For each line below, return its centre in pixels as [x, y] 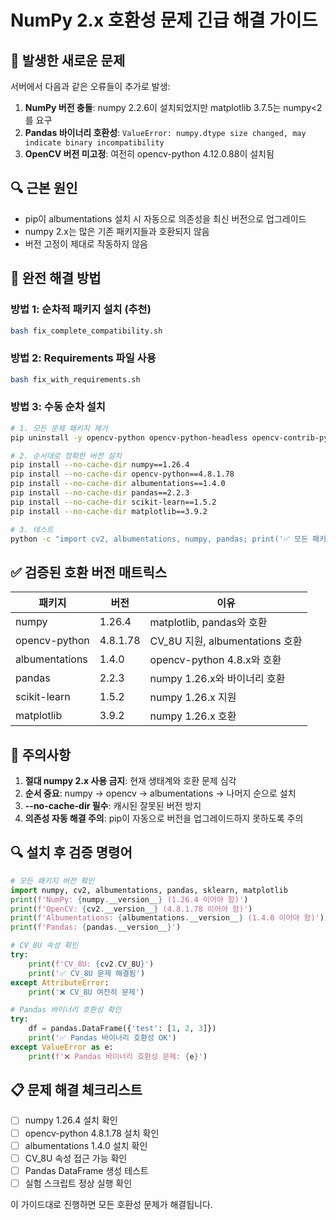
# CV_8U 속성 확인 [44, 946]
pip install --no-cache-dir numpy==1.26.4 [100, 465]
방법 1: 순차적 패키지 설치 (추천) [81, 309]
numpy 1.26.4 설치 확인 [71, 1120]
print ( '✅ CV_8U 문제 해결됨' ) [87, 973]
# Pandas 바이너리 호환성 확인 [66, 1010]
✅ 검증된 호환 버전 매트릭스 [89, 572]
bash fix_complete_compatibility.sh [86, 331]
